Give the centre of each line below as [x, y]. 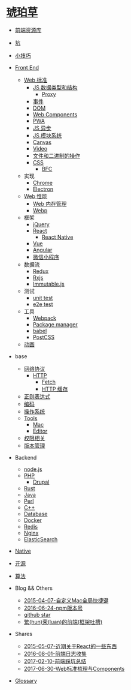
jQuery [41, 224]
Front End [27, 67]
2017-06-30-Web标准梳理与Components [74, 668]
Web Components [55, 114]
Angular [42, 250]
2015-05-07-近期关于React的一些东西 [70, 646]
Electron [43, 189]
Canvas [42, 142]
